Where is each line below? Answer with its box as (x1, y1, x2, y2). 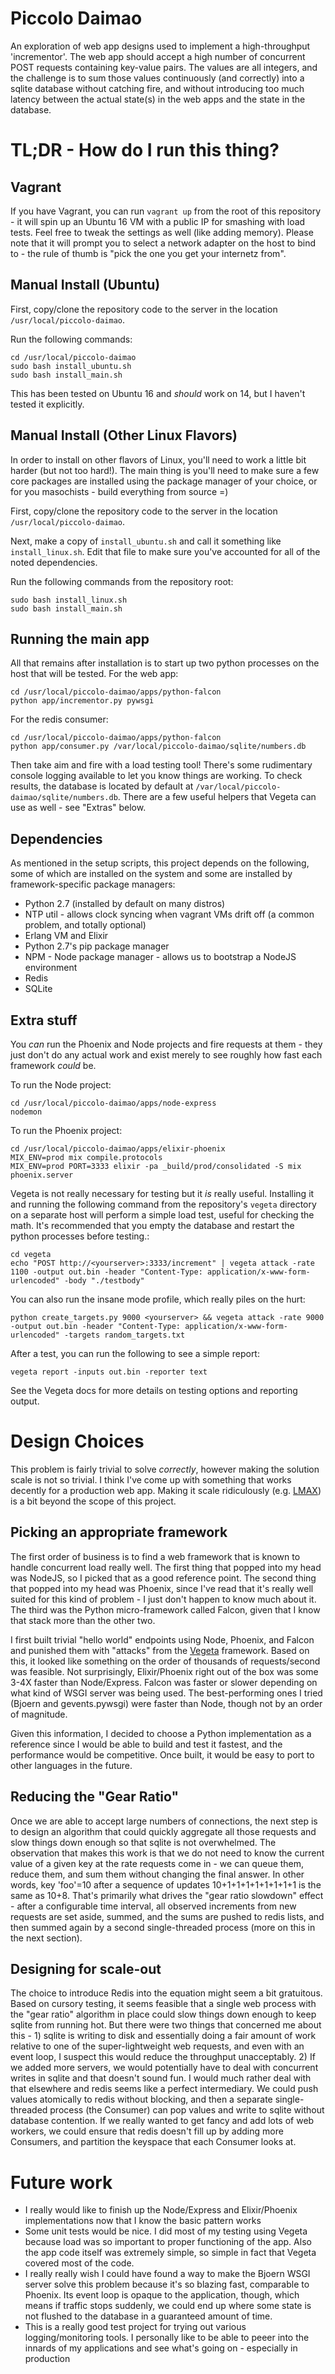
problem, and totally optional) (24, 919, 147, 931)
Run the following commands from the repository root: (10, 575, 234, 587)
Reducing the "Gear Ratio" (10, 1788, 180, 1806)
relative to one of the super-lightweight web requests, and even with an (10, 2040, 305, 2052)
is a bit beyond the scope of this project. (10, 1495, 177, 1507)
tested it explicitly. (10, 398, 85, 410)
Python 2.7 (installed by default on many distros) (24, 898, 226, 910)
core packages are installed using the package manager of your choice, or (10, 475, 318, 487)
